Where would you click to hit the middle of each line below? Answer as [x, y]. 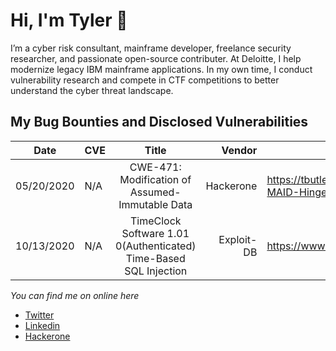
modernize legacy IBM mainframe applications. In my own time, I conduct [161, 69]
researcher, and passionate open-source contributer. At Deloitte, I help [156, 58]
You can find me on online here [75, 295]
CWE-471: [155, 167]
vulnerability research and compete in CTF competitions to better [145, 80]
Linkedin [42, 325]
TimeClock [155, 221]
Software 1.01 [155, 233]
